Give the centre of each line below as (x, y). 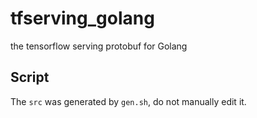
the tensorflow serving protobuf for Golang (99, 46)
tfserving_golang (82, 18)
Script (30, 77)
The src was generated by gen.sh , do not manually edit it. (128, 101)
